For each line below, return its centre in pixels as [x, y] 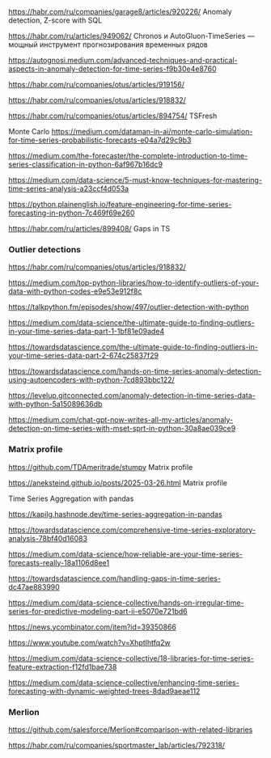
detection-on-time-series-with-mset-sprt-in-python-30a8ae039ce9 [122, 429]
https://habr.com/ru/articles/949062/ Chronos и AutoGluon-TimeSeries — [131, 36]
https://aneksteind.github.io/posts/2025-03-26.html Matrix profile [118, 483]
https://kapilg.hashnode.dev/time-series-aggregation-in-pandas [115, 514]
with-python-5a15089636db [55, 404]
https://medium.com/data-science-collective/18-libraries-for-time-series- [131, 658]
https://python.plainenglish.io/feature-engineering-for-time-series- [120, 204]
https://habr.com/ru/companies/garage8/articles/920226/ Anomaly [120, 12]
